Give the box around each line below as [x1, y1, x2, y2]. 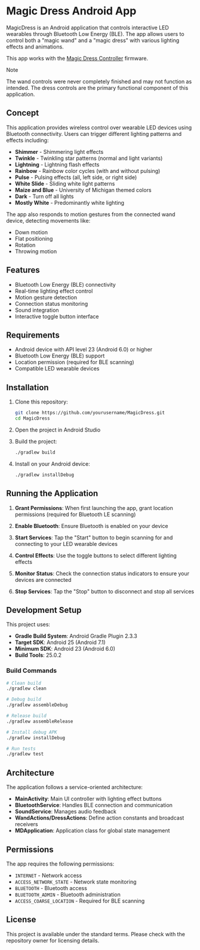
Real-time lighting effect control [14, 287, 93, 295]
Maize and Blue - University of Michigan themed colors [14, 186, 152, 193]
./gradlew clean [6, 685, 47, 692]
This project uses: [6, 621, 51, 628]
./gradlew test [6, 751, 44, 757]
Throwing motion [14, 247, 57, 255]
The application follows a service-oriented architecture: [6, 784, 143, 791]
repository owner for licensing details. [6, 937, 100, 944]
